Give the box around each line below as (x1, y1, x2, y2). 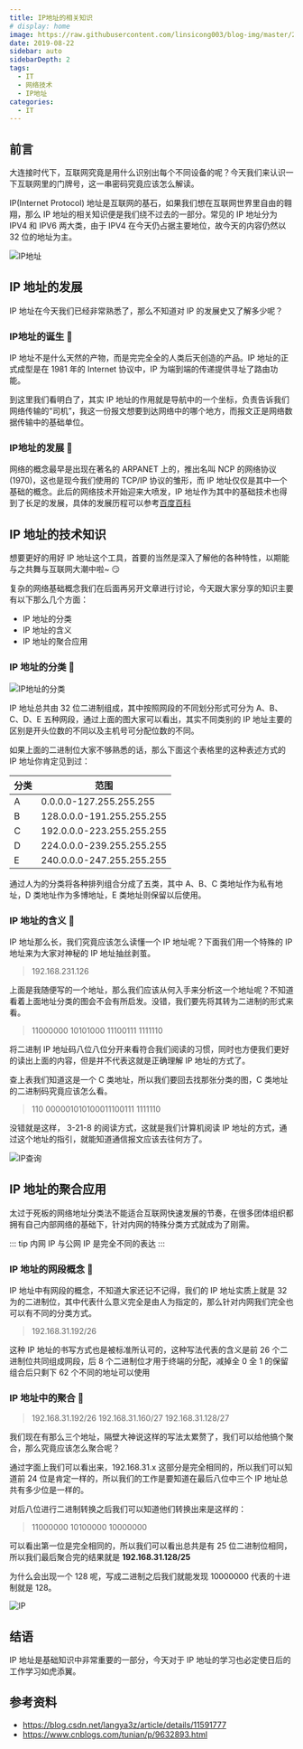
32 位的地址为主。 (9, 231, 78, 242)
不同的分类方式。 (32, 1307, 96, 1318)
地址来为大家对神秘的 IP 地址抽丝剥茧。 (9, 947, 156, 958)
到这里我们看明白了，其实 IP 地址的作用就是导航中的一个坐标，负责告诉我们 (9, 394, 290, 405)
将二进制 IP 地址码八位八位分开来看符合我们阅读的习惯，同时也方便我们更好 (9, 1043, 290, 1054)
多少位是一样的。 (24, 1484, 88, 1496)
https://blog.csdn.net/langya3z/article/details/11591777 (22, 1719, 227, 1730)
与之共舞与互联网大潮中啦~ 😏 (9, 564, 120, 575)
